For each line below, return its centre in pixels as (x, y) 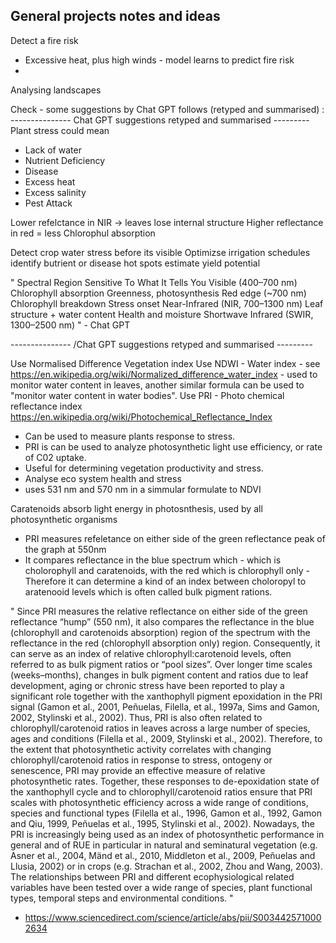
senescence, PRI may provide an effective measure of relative (138, 770)
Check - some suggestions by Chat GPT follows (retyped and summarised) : (167, 109)
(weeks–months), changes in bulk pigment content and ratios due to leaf (159, 675)
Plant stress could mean (60, 130)
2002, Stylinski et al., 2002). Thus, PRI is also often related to (136, 717)
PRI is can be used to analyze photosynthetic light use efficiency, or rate (173, 446)
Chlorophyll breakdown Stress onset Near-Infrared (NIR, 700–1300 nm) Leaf (167, 303)
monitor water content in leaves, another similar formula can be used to (157, 385)
